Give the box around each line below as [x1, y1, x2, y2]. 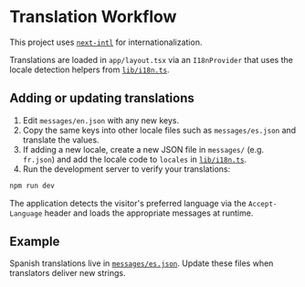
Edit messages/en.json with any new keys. [22, 114, 180, 125]
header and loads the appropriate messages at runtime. [44, 207, 254, 218]
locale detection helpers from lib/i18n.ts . [9, 64, 170, 75]
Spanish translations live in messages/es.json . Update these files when [9, 258, 274, 269]
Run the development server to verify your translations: [22, 163, 231, 175]
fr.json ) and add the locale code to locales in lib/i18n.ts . [22, 154, 247, 165]
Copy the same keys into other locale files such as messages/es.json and [22, 124, 297, 135]
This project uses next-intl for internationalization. [9, 37, 203, 48]
